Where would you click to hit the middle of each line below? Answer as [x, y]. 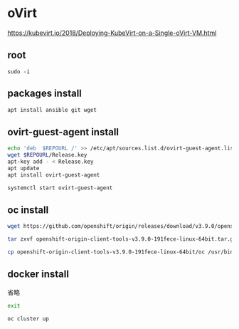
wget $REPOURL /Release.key [47, 155]
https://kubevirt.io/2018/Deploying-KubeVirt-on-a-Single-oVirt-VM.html [112, 33]
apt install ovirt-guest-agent [54, 175]
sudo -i [19, 72]
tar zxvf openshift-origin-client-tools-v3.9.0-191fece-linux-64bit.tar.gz [122, 239]
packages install [44, 94]
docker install [38, 275]
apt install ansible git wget [52, 110]
